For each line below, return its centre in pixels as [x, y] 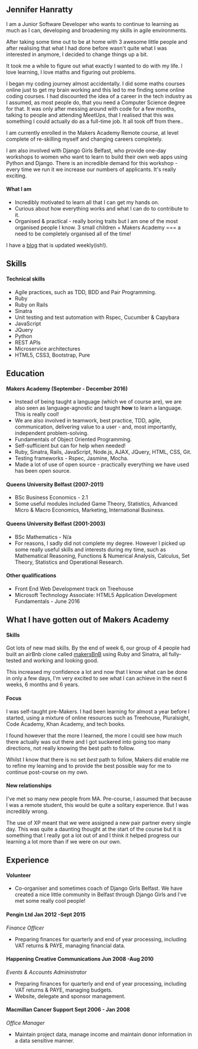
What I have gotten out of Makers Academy [88, 620]
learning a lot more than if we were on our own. [64, 841]
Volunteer [19, 875]
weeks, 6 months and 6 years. [43, 685]
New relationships [29, 786]
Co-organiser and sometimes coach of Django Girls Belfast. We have [98, 888]
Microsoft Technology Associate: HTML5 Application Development [96, 595]
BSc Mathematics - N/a [43, 537]
